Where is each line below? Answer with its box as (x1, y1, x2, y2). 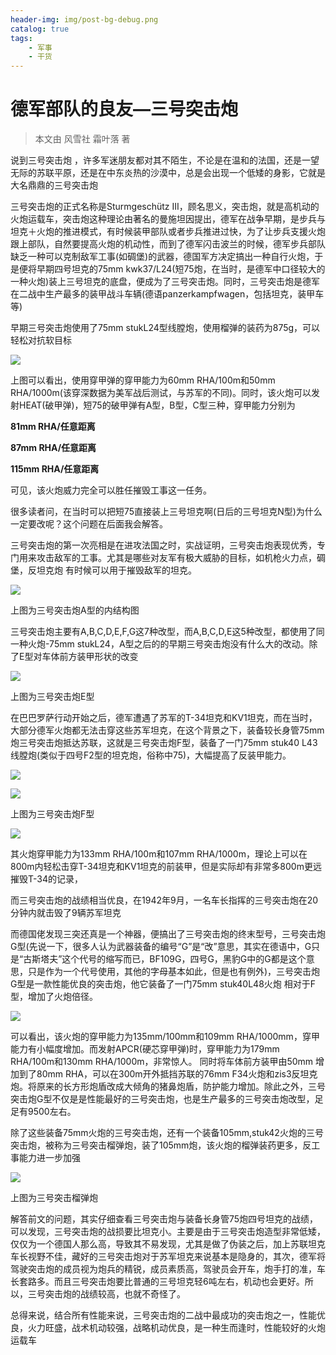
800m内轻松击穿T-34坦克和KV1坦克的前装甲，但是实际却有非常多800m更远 (10, 861, 322, 873)
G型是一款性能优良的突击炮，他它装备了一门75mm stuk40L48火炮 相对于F (10, 978, 316, 990)
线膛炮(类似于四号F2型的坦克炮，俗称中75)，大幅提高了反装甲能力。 (10, 749, 292, 761)
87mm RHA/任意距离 (10, 442, 97, 454)
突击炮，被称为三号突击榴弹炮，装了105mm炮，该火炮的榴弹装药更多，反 (10, 1139, 312, 1151)
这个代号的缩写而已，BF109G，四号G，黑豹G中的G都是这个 (61, 953, 307, 965)
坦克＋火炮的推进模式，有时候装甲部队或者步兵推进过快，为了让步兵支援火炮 (10, 226, 326, 238)
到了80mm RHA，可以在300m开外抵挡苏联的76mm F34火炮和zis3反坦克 (18, 1068, 318, 1080)
